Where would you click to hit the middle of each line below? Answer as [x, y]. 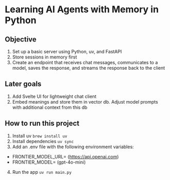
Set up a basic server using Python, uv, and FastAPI [67, 52]
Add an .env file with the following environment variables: [73, 147]
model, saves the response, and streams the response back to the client [89, 68]
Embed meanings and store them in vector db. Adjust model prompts [85, 102]
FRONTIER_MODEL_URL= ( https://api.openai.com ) [65, 156]
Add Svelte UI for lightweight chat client [54, 96]
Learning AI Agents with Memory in [82, 9]
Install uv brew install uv [40, 136]
